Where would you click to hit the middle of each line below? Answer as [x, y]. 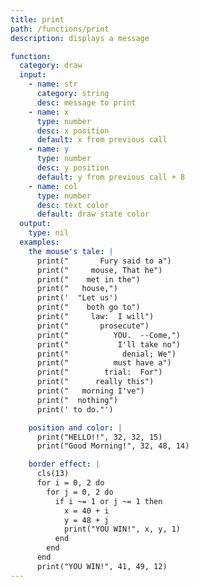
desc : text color [73, 205]
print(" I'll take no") [109, 344]
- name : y [49, 149]
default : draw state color [93, 214]
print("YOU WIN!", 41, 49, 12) [102, 566]
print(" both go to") [88, 307]
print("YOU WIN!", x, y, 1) [122, 529]
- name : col [53, 186]
